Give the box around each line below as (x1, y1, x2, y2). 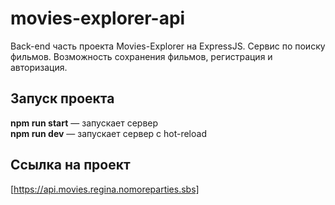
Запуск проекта (10, 90, 115, 107)
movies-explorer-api (10, 7, 186, 30)
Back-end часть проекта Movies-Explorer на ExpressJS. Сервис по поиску (10, 40, 326, 52)
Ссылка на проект (10, 157, 131, 174)
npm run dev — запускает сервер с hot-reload (10, 127, 207, 139)
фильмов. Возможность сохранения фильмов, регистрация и (10, 50, 273, 62)
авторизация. (10, 61, 68, 73)
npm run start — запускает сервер (10, 117, 159, 129)
